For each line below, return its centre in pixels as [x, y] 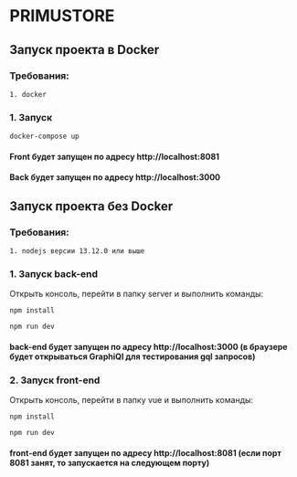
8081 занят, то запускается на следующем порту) [110, 462]
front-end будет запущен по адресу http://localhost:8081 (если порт [145, 452]
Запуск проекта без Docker [91, 206]
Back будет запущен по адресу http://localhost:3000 [115, 177]
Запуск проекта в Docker [85, 50]
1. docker [28, 94]
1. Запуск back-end [54, 273]
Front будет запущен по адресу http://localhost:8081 [115, 156]
